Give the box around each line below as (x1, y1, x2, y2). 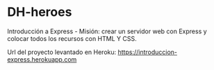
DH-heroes (7, 4, 72, 20)
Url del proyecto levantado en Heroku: (7, 48, 117, 56)
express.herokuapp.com (7, 55, 77, 63)
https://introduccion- (117, 48, 178, 56)
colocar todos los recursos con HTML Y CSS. (7, 34, 137, 42)
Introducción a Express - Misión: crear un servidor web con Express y (7, 27, 207, 35)
